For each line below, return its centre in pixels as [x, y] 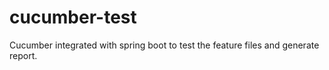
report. [23, 55]
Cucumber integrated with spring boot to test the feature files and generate [164, 45]
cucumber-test [73, 17]
